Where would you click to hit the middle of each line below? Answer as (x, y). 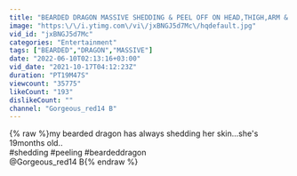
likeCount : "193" (41, 92)
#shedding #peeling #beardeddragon (78, 153)
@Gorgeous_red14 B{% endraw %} (74, 162)
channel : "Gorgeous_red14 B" (63, 108)
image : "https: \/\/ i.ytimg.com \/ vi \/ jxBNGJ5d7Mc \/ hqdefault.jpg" (132, 26)
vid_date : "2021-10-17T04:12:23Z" (73, 68)
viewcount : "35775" (45, 84)
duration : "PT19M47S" (49, 76)
